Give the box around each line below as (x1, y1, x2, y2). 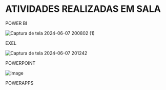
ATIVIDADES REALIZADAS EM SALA (5, 3, 161, 15)
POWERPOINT (5, 60, 36, 66)
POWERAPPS (5, 80, 34, 86)
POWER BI (5, 20, 27, 26)
